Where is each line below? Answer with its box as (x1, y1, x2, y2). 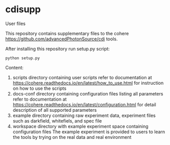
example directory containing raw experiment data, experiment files (12, 112, 156, 118)
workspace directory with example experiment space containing (12, 123, 148, 129)
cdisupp (5, 4, 41, 15)
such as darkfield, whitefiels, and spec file (12, 117, 102, 124)
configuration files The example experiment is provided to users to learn (12, 129, 165, 135)
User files (5, 20, 26, 27)
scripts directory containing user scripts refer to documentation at (12, 74, 152, 80)
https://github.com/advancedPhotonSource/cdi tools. (5, 36, 118, 42)
